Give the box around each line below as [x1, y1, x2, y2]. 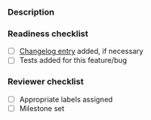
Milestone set [19, 103, 65, 113]
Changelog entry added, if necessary [19, 47, 144, 56]
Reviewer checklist [7, 76, 84, 87]
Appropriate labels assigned [19, 94, 114, 104]
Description [7, 6, 55, 18]
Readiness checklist [7, 27, 89, 39]
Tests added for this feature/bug [19, 56, 128, 65]
